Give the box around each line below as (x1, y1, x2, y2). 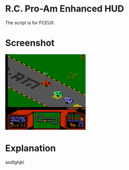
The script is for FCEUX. (5, 20, 55, 26)
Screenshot (5, 37, 55, 49)
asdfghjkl (5, 159, 24, 165)
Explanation (5, 143, 56, 154)
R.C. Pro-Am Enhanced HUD (5, 3, 124, 15)
